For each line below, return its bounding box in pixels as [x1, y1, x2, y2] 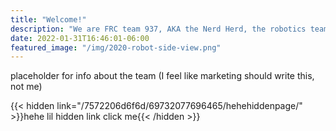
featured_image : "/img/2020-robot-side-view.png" [10, 42, 222, 53]
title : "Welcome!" [10, 14, 87, 25]
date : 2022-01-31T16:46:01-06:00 [10, 33, 150, 43]
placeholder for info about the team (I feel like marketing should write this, [10, 70, 315, 82]
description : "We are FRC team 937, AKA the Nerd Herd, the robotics [10, 24, 307, 34]
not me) [10, 81, 43, 93]
